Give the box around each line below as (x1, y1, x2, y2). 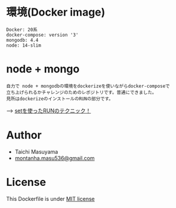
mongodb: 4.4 (6, 37, 39, 43)
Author (6, 129, 42, 142)
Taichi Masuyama (14, 148, 58, 155)
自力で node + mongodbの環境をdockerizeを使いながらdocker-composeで (6, 83, 170, 89)
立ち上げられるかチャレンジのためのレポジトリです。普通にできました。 (6, 89, 157, 96)
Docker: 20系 (6, 26, 38, 33)
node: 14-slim (6, 42, 42, 48)
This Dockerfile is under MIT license (6, 195, 95, 202)
